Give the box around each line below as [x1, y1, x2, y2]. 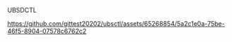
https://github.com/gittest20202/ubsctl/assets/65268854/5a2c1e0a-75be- [7, 20, 225, 27]
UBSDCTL [7, 6, 37, 14]
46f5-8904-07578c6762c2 [7, 27, 87, 35]
